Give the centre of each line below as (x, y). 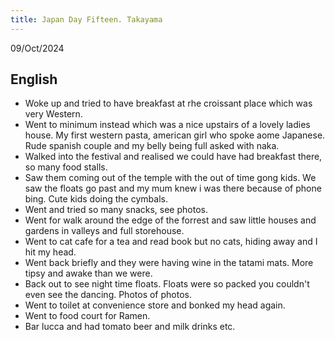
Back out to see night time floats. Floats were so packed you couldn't (167, 284)
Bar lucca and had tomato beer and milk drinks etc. (130, 327)
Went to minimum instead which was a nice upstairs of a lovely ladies (167, 125)
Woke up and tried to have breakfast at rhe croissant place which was (168, 103)
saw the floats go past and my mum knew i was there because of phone (173, 188)
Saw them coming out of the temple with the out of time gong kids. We (170, 178)
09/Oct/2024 (37, 48)
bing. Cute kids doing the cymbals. (96, 199)
